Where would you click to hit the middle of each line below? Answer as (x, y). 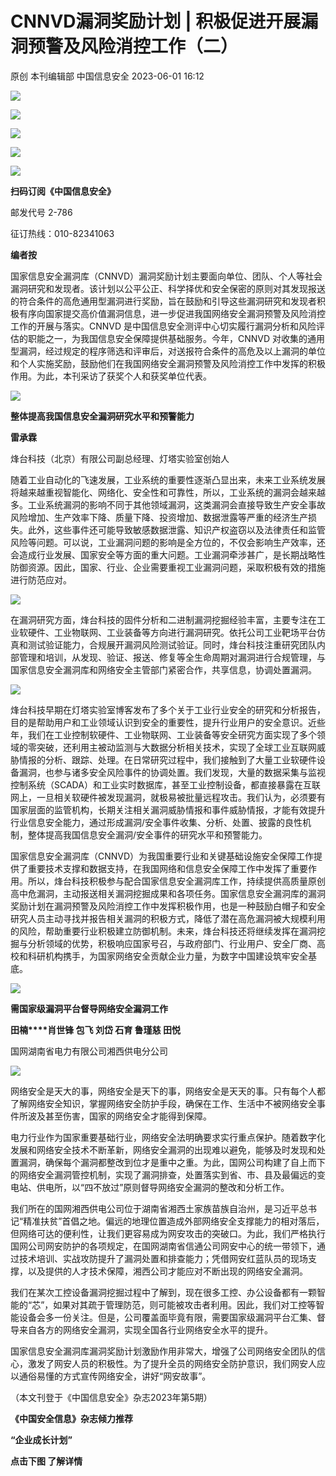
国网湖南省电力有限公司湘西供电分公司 (89, 1051)
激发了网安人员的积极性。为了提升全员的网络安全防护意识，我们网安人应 (176, 1363)
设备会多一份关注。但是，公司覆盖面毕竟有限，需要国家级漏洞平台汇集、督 (172, 1317)
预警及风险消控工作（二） (133, 46)
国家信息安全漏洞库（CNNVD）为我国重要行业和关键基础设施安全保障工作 (162, 856)
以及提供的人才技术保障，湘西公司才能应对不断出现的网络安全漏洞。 (167, 1271)
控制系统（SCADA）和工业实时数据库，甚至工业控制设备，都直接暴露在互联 (165, 784)
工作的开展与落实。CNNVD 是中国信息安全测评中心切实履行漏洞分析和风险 (163, 326)
